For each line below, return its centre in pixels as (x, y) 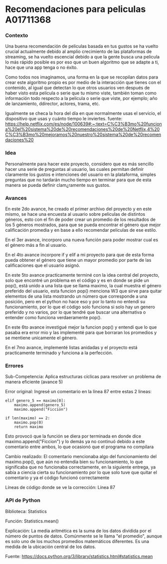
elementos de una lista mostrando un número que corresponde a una (76, 296)
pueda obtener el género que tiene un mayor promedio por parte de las (78, 260)
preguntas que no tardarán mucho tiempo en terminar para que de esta (78, 180)
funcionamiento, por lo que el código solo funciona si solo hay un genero (80, 307)
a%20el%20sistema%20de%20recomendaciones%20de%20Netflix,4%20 (83, 129)
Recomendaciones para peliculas (76, 9)
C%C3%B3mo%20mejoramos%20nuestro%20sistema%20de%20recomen (83, 135)
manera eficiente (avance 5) (34, 382)
